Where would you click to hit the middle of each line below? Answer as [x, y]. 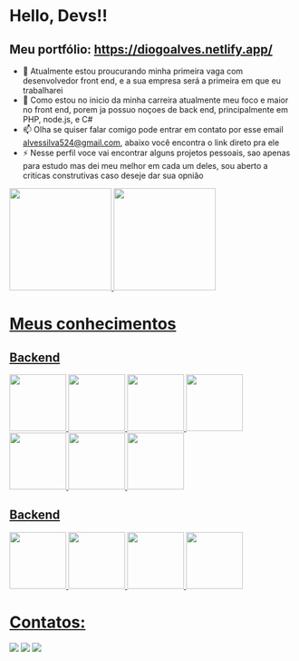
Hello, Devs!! [58, 16]
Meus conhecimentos [93, 324]
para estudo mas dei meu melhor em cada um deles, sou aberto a [145, 166]
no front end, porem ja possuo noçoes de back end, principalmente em [155, 109]
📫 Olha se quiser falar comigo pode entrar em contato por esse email [153, 129]
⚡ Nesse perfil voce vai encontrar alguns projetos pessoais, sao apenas [156, 153]
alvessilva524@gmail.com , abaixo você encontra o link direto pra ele [151, 143]
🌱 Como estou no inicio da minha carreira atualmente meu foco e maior [155, 100]
